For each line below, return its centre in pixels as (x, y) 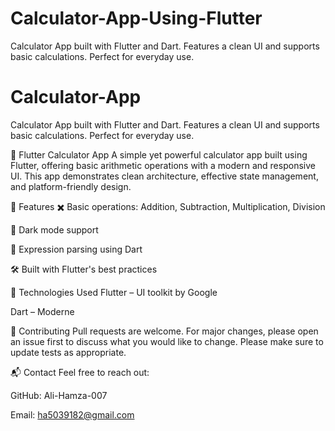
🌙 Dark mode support (54, 229)
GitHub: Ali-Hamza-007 (59, 395)
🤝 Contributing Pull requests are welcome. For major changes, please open (164, 331)
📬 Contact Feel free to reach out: (80, 372)
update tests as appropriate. (68, 352)
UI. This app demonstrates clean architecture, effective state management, (164, 176)
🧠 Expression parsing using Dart (76, 249)
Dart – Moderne (42, 311)
